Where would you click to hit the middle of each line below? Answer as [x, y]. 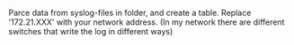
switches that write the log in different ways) [91, 31]
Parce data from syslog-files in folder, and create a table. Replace [130, 13]
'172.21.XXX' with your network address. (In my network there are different [147, 22]
